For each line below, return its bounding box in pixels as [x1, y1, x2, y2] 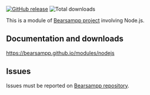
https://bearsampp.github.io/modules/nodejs [6, 49, 115, 56]
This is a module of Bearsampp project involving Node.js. [6, 17, 145, 23]
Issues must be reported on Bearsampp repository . [6, 82, 129, 89]
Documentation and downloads [6, 34, 124, 44]
